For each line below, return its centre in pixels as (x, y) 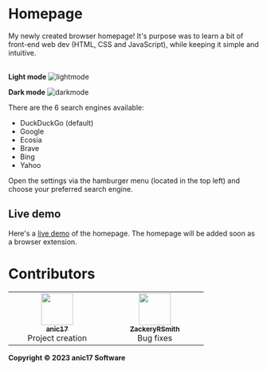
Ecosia (31, 139)
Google (32, 131)
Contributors (52, 273)
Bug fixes (155, 337)
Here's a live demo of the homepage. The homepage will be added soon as (132, 233)
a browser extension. (43, 241)
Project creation (57, 337)
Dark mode (27, 92)
